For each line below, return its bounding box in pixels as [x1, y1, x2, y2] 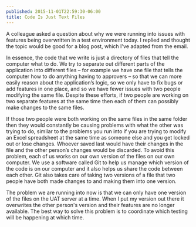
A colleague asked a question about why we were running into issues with [6, 30, 185, 37]
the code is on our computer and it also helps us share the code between [6, 165, 183, 172]
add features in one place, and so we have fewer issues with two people [6, 85, 181, 92]
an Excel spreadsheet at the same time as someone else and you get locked [6, 134, 190, 141]
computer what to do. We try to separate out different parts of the [6, 60, 165, 67]
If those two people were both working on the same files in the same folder [6, 115, 188, 122]
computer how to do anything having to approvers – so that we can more [6, 73, 182, 80]
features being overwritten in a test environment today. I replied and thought [6, 36, 191, 43]
